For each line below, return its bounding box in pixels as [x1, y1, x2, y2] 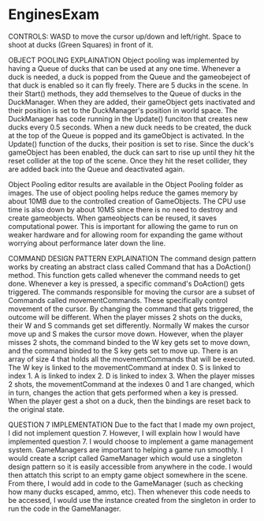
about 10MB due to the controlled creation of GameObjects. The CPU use [8, 196, 247, 206]
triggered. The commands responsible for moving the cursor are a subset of [8, 287, 255, 297]
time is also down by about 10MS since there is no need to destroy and [8, 204, 238, 214]
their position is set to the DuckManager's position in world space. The [8, 105, 238, 115]
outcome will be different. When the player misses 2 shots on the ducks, [8, 312, 243, 321]
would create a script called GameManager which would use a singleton [8, 453, 243, 463]
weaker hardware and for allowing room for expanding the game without [8, 230, 243, 239]
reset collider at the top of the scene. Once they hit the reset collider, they [8, 156, 248, 165]
